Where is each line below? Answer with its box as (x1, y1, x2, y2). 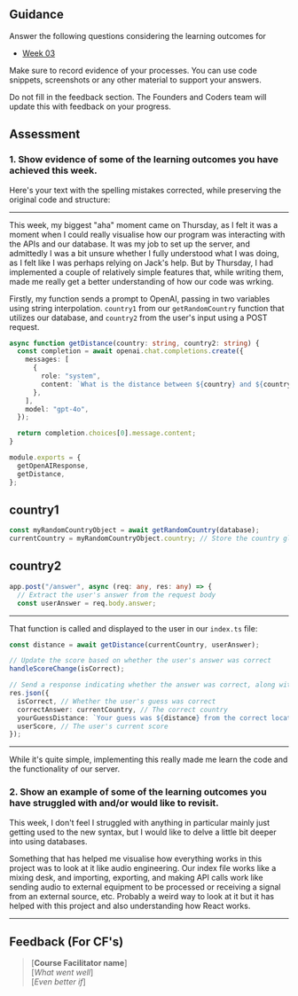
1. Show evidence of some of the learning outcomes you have (9, 153, 279, 166)
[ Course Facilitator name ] (30, 958, 128, 969)
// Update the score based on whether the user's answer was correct (9, 656, 272, 665)
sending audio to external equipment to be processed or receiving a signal (9, 882, 281, 892)
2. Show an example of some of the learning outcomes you (9, 786, 268, 798)
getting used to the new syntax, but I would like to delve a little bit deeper (9, 827, 277, 837)
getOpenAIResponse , (17, 461, 90, 470)
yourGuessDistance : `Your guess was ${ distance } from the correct (17, 713, 268, 722)
